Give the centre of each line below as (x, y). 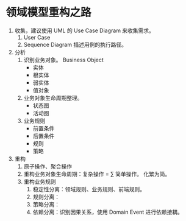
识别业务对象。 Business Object (64, 60)
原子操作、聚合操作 (48, 166)
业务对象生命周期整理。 (53, 97)
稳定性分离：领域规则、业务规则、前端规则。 (89, 189)
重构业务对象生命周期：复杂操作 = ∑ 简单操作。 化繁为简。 (97, 174)
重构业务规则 (40, 181)
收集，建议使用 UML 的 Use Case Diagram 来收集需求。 (84, 30)
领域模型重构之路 (49, 12)
